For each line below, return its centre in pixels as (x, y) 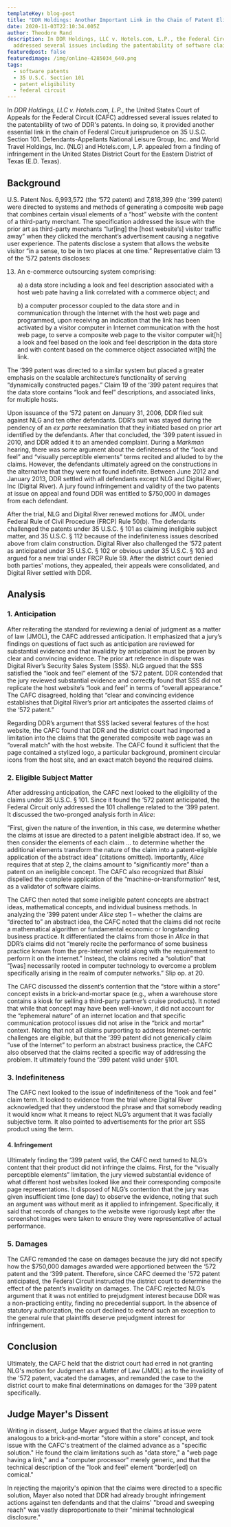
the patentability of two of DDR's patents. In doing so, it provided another (111, 125)
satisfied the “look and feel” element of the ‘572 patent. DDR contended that (115, 673)
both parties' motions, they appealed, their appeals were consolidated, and (113, 565)
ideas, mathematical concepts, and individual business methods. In (102, 907)
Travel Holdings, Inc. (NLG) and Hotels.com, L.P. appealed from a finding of (114, 147)
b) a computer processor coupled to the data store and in (98, 305)
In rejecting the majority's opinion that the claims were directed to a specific (114, 1488)
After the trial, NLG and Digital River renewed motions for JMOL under (106, 514)
